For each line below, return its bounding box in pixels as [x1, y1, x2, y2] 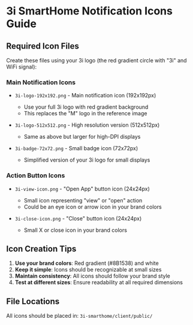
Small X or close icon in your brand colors [23, 226, 128, 234]
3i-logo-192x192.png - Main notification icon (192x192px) [14, 92, 156, 99]
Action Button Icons [6, 171, 65, 180]
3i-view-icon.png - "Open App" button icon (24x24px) [14, 185, 150, 192]
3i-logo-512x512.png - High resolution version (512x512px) [14, 121, 160, 129]
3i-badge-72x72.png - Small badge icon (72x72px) [14, 145, 138, 152]
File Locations [6, 296, 60, 306]
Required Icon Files [6, 41, 79, 51]
